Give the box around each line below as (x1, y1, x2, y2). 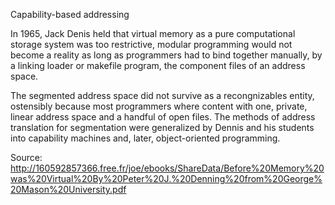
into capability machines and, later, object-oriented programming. (10, 132, 281, 144)
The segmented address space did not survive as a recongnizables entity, (10, 90, 315, 101)
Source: (10, 152, 43, 163)
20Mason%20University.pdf (10, 184, 127, 195)
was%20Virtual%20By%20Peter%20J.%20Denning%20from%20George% (10, 173, 323, 184)
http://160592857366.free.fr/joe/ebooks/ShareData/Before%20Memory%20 (10, 162, 325, 174)
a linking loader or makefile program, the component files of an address (10, 60, 306, 71)
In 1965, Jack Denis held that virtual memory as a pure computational (10, 28, 296, 39)
